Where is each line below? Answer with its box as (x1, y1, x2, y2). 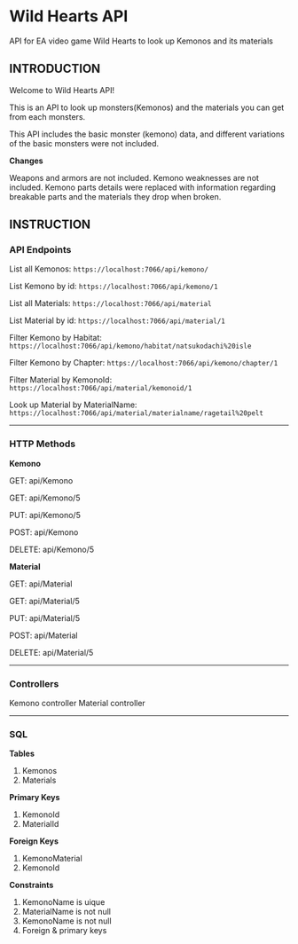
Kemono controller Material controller (9, 698, 146, 709)
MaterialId (21, 819, 59, 830)
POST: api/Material (9, 630, 78, 641)
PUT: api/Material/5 (9, 612, 81, 623)
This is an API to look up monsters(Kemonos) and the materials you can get (9, 102, 285, 113)
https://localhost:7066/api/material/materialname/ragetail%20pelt (9, 409, 264, 418)
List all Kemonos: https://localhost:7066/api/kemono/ (9, 264, 208, 274)
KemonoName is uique (21, 897, 106, 908)
